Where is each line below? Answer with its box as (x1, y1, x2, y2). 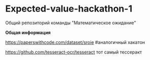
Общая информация (5, 29, 51, 35)
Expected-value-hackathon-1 (5, 3, 133, 15)
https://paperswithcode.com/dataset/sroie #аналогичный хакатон (5, 39, 145, 45)
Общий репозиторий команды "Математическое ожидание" (5, 20, 136, 26)
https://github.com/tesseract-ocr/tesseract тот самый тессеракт (5, 49, 142, 55)
